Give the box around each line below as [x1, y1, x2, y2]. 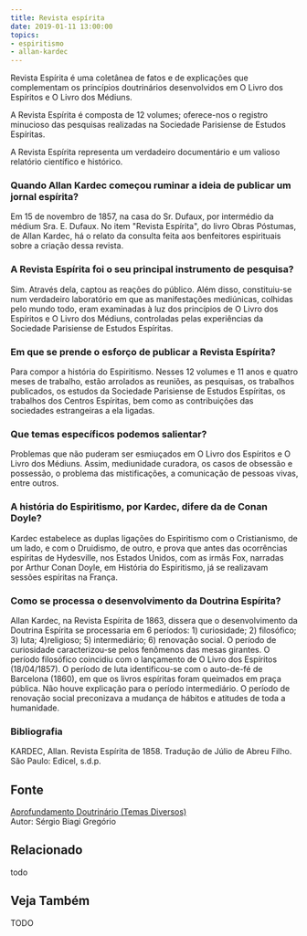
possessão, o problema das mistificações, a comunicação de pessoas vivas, [10, 468, 299, 479]
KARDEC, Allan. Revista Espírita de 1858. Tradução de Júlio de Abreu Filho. [10, 746, 292, 757]
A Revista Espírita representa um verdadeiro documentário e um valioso [10, 147, 281, 158]
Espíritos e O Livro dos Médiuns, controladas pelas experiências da [10, 312, 264, 324]
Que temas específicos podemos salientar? [10, 427, 207, 440]
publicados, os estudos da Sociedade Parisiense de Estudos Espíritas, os [10, 385, 286, 397]
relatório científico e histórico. [10, 156, 123, 167]
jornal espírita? [10, 191, 79, 204]
